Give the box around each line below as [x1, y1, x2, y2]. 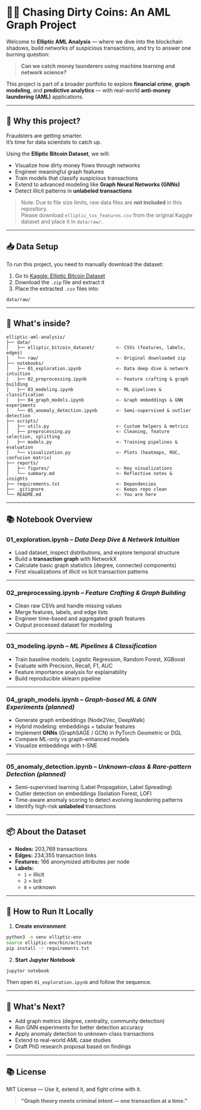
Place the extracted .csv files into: [14, 285, 100, 292]
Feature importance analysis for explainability [14, 668, 127, 675]
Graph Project [6, 18, 77, 32]
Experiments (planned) [6, 703, 75, 711]
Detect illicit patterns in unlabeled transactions [14, 187, 132, 194]
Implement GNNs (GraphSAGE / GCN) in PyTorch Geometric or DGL [14, 729, 182, 736]
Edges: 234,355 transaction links [14, 852, 97, 859]
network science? [20, 68, 67, 76]
